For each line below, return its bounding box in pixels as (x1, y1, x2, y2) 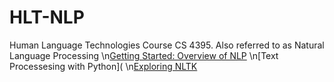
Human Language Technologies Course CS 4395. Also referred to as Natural (9, 39, 325, 51)
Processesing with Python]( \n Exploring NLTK (9, 60, 198, 72)
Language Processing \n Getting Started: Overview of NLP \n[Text (9, 49, 279, 61)
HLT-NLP (9, 6, 85, 29)
